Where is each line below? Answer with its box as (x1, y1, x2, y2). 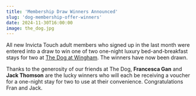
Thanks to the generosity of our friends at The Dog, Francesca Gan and (6, 66, 182, 73)
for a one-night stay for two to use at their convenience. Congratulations (6, 78, 184, 85)
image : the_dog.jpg (6, 25, 55, 31)
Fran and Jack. (6, 84, 43, 92)
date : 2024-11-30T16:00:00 (6, 20, 73, 25)
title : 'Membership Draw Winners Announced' (6, 8, 118, 15)
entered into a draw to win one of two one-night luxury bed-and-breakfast (6, 48, 188, 55)
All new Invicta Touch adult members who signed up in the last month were (6, 41, 190, 49)
